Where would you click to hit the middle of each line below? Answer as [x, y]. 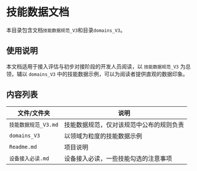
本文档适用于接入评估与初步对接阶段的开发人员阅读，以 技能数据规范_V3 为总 [99, 66]
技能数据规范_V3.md [34, 124]
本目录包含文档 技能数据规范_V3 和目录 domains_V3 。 [66, 30]
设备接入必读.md [29, 158]
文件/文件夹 [34, 113]
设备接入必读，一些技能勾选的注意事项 [118, 158]
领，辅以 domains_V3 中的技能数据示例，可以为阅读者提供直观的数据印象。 [97, 74]
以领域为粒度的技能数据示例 [103, 136]
